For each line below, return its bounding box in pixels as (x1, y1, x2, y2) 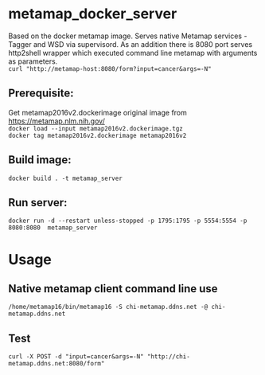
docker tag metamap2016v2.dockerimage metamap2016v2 (8, 131, 187, 139)
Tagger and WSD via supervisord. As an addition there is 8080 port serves (8, 39, 253, 49)
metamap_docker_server (8, 5, 177, 23)
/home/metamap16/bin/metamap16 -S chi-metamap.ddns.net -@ (8, 303, 208, 311)
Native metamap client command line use (8, 282, 218, 295)
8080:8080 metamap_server (8, 224, 98, 232)
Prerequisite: (8, 87, 74, 100)
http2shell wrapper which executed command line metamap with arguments (8, 48, 258, 57)
